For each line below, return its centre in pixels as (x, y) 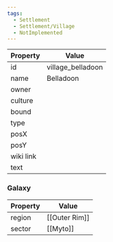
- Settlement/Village (44, 26)
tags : (15, 13)
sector (21, 228)
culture (22, 101)
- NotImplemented (38, 33)
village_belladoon (75, 67)
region (21, 217)
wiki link (23, 156)
